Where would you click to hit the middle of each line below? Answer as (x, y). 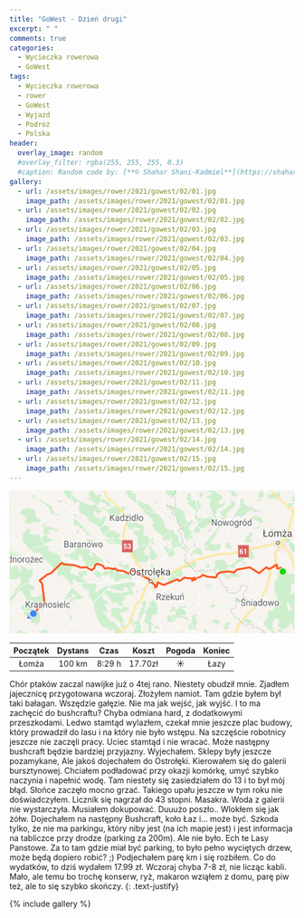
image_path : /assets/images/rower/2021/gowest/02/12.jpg (135, 411)
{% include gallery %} (51, 904)
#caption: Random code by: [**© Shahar (93, 172)
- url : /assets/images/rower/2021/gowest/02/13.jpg (117, 420)
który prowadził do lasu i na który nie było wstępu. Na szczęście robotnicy (148, 732)
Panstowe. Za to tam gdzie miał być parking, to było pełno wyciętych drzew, (151, 847)
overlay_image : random (60, 153)
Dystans (73, 650)
